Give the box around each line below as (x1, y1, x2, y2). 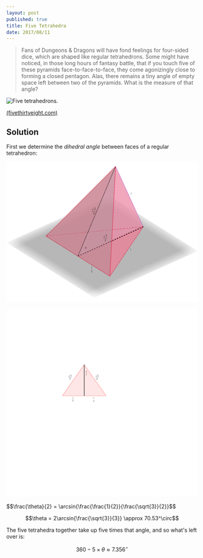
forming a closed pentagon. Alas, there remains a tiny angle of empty (21, 73, 195, 80)
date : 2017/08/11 (6, 29, 50, 35)
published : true (6, 16, 47, 23)
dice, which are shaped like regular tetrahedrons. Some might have (21, 53, 190, 60)
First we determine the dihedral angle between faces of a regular (6, 143, 170, 151)
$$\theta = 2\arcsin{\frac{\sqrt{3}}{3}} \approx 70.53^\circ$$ (25, 515, 179, 522)
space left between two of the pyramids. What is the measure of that (21, 79, 193, 87)
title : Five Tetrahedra (6, 23, 67, 29)
